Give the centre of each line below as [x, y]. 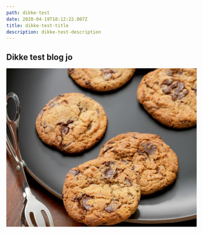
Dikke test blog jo [40, 57]
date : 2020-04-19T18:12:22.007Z [47, 19]
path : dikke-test [28, 13]
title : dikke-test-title [37, 25]
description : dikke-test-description [54, 32]
